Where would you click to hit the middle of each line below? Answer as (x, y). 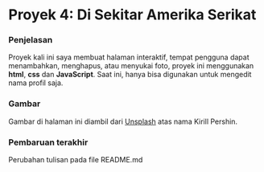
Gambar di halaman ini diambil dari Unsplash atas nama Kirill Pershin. (123, 121)
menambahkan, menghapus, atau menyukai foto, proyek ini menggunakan (131, 66)
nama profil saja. (36, 83)
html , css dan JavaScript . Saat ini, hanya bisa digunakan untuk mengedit (130, 75)
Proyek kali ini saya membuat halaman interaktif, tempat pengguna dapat (129, 57)
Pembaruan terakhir (48, 142)
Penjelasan (31, 40)
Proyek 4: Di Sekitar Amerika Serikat (132, 15)
